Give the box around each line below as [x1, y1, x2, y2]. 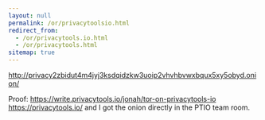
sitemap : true [8, 48, 56, 56]
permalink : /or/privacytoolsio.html [8, 19, 130, 27]
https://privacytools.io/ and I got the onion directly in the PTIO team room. [8, 103, 251, 112]
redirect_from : [8, 26, 59, 34]
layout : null [8, 11, 52, 20]
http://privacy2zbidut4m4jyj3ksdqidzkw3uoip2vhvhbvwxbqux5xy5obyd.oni [8, 71, 257, 79]
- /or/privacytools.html [15, 41, 98, 49]
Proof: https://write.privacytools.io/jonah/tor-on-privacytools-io [8, 95, 216, 103]
